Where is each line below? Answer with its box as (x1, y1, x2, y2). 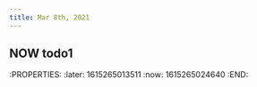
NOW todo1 (9, 46, 73, 61)
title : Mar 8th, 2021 (9, 12, 90, 22)
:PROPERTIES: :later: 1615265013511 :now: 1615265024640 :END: (9, 69, 249, 80)
